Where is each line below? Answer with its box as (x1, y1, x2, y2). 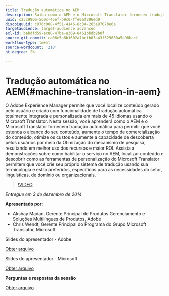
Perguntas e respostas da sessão (5, 275, 76, 281)
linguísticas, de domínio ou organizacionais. (5, 172, 96, 178)
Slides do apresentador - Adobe (5, 236, 72, 242)
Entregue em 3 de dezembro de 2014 (5, 191, 82, 197)
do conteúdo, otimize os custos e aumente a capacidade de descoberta (5, 134, 154, 140)
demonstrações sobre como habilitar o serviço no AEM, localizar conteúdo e (5, 151, 164, 157)
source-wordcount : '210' (5, 45, 57, 50)
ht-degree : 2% (5, 49, 35, 54)
